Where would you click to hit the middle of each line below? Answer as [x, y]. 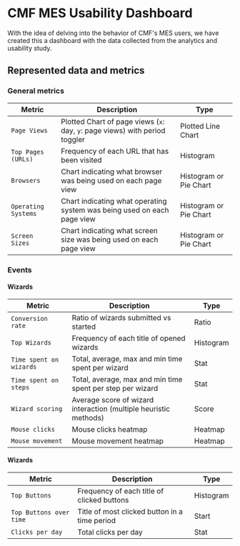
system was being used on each [115, 210]
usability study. [30, 48]
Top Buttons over [40, 512]
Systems [24, 213]
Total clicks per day [110, 532]
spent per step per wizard [115, 388]
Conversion [29, 318]
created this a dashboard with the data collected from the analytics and [112, 40]
